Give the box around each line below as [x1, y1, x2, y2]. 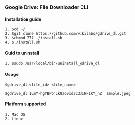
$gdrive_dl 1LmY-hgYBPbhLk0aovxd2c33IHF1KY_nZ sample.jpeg [5, 91, 131, 96]
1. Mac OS [5, 112, 26, 117]
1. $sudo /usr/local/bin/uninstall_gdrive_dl [5, 61, 100, 66]
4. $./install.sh [5, 40, 41, 45]
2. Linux [5, 116, 23, 121]
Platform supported [5, 101, 46, 107]
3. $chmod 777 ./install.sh [5, 36, 63, 41]
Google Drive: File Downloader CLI [5, 4, 88, 11]
